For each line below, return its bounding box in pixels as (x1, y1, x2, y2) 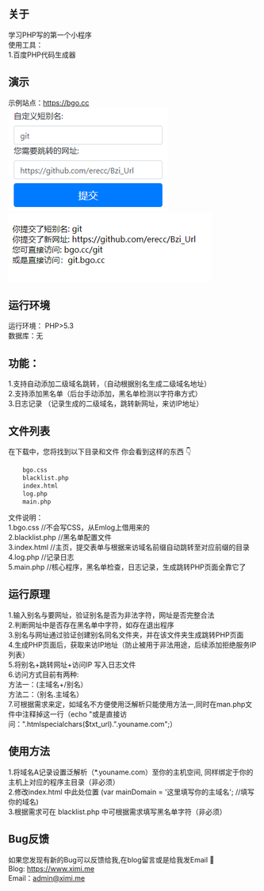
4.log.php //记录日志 (8, 553, 75, 562)
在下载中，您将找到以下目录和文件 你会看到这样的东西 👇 (8, 447, 192, 457)
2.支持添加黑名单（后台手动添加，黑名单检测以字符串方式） (8, 389, 202, 399)
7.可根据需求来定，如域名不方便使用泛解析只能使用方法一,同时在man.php (8, 699, 246, 709)
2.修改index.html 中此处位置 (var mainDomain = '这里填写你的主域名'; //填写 (8, 787, 255, 797)
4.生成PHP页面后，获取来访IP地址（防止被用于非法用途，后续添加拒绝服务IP (8, 640, 257, 649)
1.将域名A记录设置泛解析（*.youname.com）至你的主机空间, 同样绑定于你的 (8, 767, 254, 777)
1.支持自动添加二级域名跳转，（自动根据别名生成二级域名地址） (8, 379, 212, 388)
